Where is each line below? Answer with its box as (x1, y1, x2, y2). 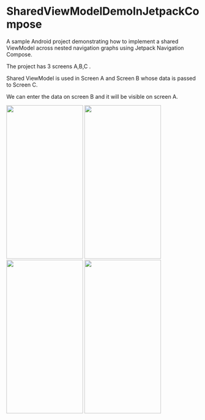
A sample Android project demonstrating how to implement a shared (6, 37, 179, 45)
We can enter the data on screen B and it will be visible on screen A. (6, 93, 179, 100)
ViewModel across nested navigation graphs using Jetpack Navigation (6, 44, 184, 52)
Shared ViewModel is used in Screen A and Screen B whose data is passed (6, 74, 196, 82)
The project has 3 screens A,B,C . (6, 63, 91, 70)
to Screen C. (6, 81, 38, 88)
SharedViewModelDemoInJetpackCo (6, 4, 199, 18)
